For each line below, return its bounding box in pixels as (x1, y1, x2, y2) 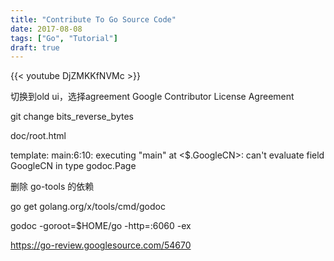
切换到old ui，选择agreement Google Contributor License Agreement (10, 91, 295, 103)
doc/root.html (10, 130, 67, 142)
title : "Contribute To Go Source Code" (10, 14, 177, 25)
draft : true (10, 42, 60, 53)
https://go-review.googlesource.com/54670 (10, 239, 192, 251)
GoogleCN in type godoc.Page (10, 160, 137, 172)
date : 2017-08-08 (10, 24, 83, 34)
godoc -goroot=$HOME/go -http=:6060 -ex (10, 220, 192, 232)
